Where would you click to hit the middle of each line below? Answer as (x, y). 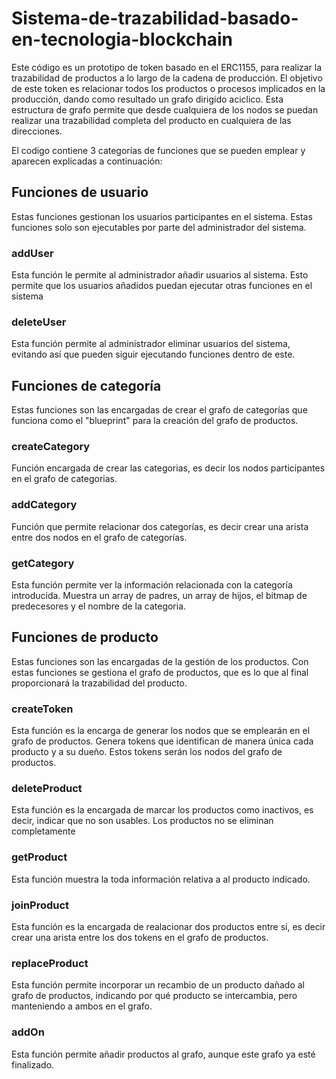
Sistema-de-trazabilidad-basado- (155, 18)
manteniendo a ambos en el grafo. (82, 1006)
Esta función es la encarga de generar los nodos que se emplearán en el (161, 731)
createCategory (51, 447)
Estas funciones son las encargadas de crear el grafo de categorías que (159, 410)
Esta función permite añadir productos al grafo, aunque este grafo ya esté (163, 1054)
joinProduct (40, 905)
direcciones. (37, 131)
